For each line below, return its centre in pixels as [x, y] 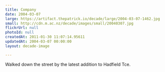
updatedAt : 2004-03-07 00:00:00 [38, 42]
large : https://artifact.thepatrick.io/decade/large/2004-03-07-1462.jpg [83, 19]
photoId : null [20, 32]
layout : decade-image [27, 46]
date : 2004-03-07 [23, 14]
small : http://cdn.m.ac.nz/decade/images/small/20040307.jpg [69, 23]
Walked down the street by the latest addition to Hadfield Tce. [68, 64]
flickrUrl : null [22, 28]
